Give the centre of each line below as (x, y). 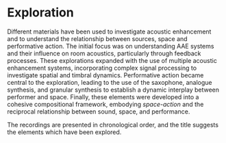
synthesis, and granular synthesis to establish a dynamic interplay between (113, 90)
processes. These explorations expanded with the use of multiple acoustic (112, 60)
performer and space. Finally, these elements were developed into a (103, 96)
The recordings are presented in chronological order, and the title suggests (113, 125)
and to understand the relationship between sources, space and (97, 38)
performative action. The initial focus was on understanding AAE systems (111, 46)
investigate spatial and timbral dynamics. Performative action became (105, 75)
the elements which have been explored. (64, 132)
